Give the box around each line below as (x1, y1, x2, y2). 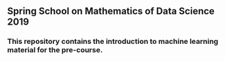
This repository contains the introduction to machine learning (7, 37, 219, 47)
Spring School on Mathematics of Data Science (7, 5, 215, 17)
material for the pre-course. (7, 45, 103, 55)
